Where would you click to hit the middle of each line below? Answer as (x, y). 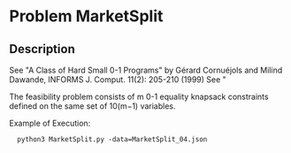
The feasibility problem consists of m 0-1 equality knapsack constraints (139, 96)
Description (42, 49)
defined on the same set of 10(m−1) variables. (92, 106)
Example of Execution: (50, 123)
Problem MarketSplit (86, 16)
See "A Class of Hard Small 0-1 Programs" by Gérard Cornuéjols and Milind (146, 70)
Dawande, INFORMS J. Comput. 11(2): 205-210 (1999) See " (118, 80)
